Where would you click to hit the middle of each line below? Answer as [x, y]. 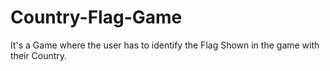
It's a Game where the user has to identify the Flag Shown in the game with [165, 45]
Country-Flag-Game [96, 17]
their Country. [39, 55]
